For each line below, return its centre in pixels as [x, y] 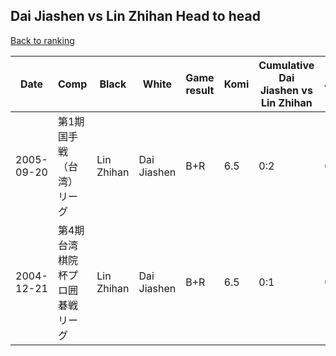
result [200, 90]
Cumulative [286, 65]
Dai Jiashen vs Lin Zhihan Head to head [135, 16]
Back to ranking [42, 40]
